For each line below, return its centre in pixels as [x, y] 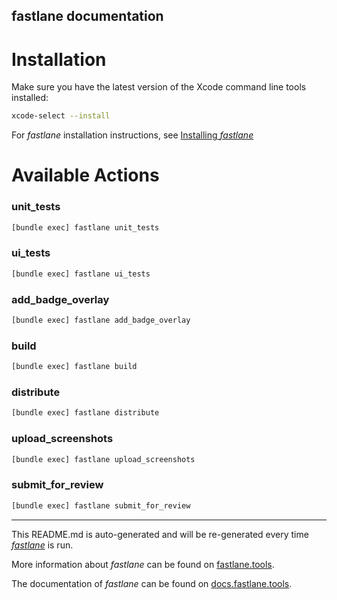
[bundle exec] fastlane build [74, 367]
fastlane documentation [87, 16]
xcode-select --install [61, 116]
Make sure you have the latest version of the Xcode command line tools [159, 87]
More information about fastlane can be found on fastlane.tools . [143, 564]
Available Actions [85, 175]
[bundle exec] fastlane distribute [85, 413]
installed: [30, 98]
